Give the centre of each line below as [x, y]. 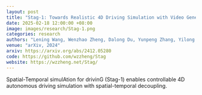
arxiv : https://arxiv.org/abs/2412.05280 [59, 51]
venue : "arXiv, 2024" [33, 46]
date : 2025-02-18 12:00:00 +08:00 [50, 23]
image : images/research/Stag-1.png [51, 29]
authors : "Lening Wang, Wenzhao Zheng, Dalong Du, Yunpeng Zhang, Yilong [101, 40]
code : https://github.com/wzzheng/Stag [56, 57]
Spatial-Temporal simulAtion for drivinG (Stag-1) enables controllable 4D [96, 79]
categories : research [33, 34]
